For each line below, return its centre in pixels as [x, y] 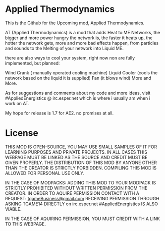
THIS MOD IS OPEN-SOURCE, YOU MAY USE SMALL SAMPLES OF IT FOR [81, 147]
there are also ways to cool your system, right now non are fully [70, 58]
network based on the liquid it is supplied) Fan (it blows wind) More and [78, 78]
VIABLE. [13, 209]
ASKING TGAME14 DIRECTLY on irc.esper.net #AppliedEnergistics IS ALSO [82, 204]
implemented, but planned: [33, 63]
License [22, 133]
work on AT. [17, 103]
